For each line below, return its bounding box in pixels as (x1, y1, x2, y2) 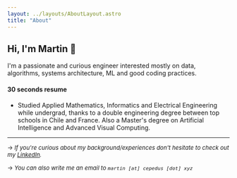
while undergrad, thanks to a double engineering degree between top (17, 108, 220, 117)
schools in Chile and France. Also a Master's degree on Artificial (17, 115, 205, 124)
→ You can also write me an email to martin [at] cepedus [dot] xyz (7, 163, 193, 172)
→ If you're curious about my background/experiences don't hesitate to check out (7, 144, 229, 151)
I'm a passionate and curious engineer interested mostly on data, (7, 61, 196, 70)
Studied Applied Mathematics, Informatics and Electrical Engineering (17, 101, 217, 109)
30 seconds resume (7, 85, 67, 94)
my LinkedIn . (7, 151, 42, 158)
